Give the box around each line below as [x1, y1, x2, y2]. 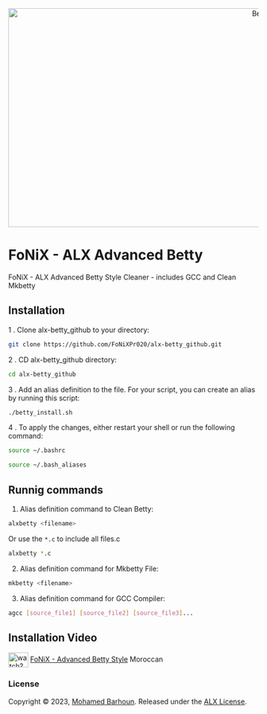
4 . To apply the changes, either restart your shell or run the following [8, 423, 235, 432]
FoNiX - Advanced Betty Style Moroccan [29, 654, 164, 664]
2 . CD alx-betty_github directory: [8, 354, 118, 365]
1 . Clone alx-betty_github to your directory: [8, 325, 149, 334]
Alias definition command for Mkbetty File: [19, 564, 159, 573]
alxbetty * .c [8, 549, 52, 557]
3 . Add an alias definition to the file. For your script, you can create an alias [8, 384, 256, 394]
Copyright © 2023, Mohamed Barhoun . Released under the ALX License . [8, 696, 248, 706]
